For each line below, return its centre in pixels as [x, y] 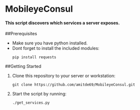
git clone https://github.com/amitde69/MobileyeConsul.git [74, 85]
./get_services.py [31, 103]
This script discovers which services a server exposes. [62, 22]
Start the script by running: [39, 94]
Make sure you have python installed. [50, 43]
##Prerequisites [21, 34]
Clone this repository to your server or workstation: [64, 76]
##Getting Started [23, 66]
